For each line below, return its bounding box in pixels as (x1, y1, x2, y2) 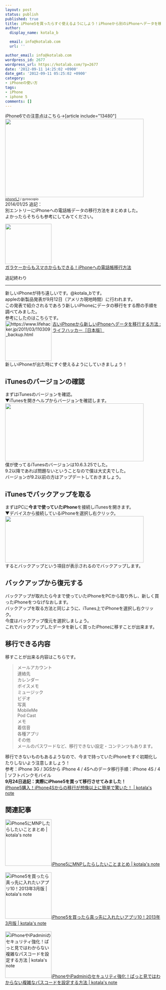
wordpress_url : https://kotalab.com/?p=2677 (5, 62, 98, 67)
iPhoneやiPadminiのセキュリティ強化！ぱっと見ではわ (51, 973, 161, 979)
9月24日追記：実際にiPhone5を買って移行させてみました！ (5, 778, 126, 784)
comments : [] (5, 99, 32, 104)
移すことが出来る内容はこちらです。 (5, 654, 79, 660)
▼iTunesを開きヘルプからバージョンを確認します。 (5, 397, 109, 404)
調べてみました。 (5, 309, 40, 315)
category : (5, 76, 26, 81)
